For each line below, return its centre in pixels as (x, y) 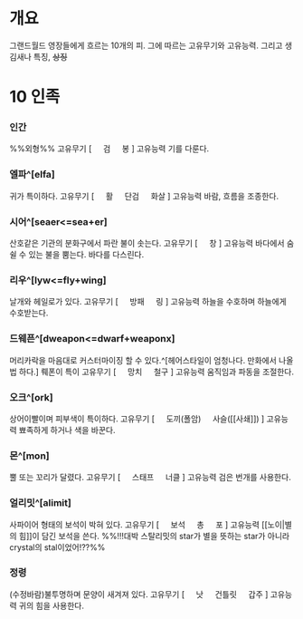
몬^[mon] (29, 456)
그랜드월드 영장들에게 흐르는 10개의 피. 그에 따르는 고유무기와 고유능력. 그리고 (146, 45)
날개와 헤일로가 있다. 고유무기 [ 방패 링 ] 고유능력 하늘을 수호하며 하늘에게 (148, 302)
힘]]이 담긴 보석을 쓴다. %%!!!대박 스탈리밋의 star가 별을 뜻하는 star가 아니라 (154, 536)
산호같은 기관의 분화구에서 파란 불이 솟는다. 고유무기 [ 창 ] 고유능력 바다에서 (147, 243)
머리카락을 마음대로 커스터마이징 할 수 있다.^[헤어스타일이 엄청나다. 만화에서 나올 (151, 360)
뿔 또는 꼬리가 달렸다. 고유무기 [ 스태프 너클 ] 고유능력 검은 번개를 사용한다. (150, 478)
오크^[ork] (31, 397)
